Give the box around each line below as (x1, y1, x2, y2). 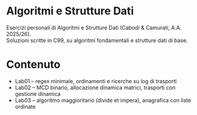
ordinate (14, 103, 36, 110)
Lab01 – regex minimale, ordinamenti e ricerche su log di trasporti (14, 77, 177, 84)
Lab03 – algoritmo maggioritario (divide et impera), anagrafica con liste (14, 96, 191, 104)
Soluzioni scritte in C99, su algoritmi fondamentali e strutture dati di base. (6, 37, 188, 44)
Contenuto (6, 58, 61, 71)
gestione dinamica (14, 90, 61, 97)
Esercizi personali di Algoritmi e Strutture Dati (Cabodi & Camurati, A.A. (6, 24, 182, 31)
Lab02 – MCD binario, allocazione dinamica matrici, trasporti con (14, 84, 176, 91)
